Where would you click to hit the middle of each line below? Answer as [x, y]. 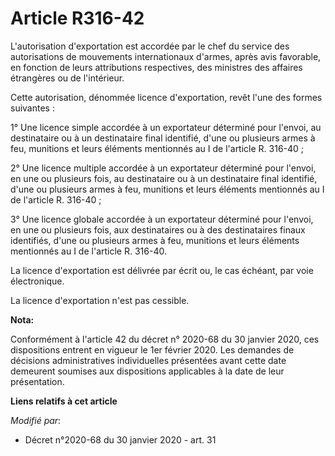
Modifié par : [36, 420]
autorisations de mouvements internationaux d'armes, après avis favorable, [166, 56]
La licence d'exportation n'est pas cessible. [100, 300]
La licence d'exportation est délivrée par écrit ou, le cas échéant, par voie [162, 270]
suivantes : [32, 108]
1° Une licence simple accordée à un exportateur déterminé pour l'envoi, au [166, 127]
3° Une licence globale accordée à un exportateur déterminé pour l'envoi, [162, 219]
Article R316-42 [77, 18]
